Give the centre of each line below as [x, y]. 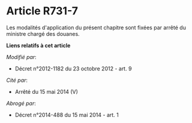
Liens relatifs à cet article [38, 45]
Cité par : [17, 80]
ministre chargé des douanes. [43, 33]
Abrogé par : [21, 103]
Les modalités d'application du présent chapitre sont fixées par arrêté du [96, 27]
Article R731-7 [42, 11]
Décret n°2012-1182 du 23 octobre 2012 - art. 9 [73, 68]
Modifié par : [22, 57]
